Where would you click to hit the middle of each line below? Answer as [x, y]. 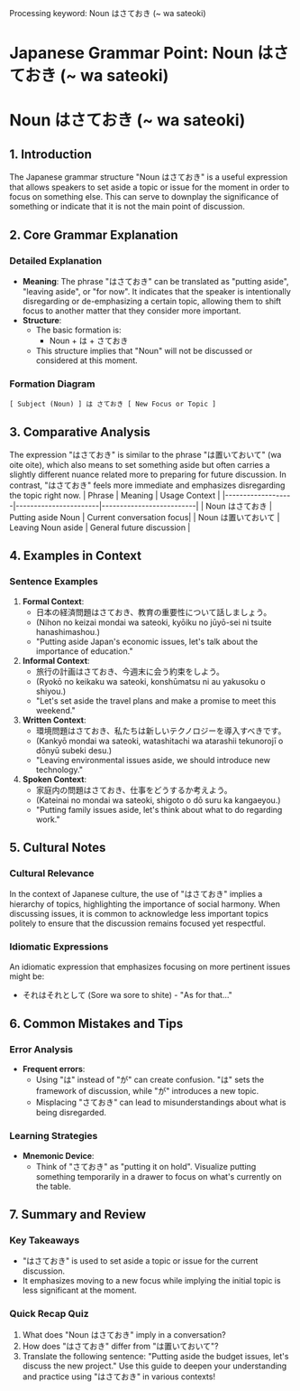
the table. [54, 1186]
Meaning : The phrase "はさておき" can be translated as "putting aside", [156, 281]
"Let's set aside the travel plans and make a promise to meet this [156, 700]
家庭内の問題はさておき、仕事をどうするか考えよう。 [134, 789]
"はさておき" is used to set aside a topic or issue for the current [140, 1261]
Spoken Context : [55, 779]
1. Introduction [50, 154]
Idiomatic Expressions [59, 947]
